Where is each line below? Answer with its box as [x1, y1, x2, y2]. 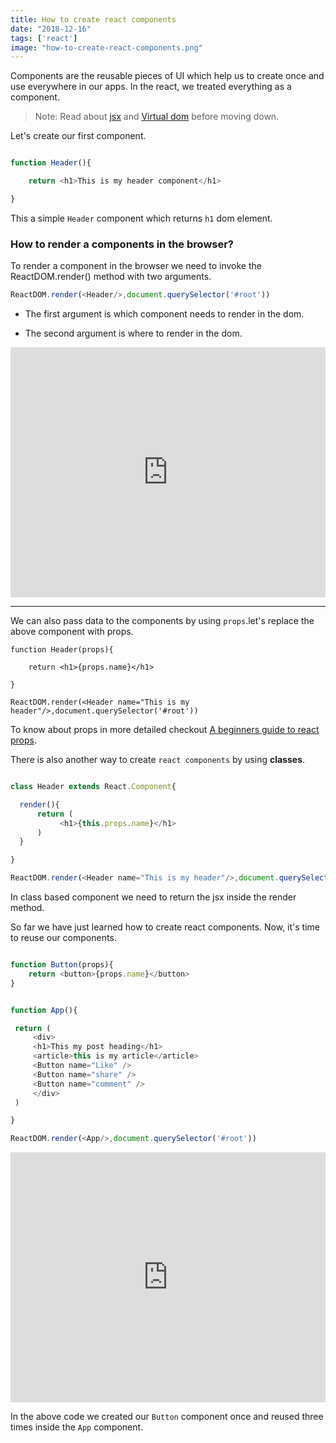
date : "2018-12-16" [10, 24, 92, 34]
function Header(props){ [10, 645, 114, 655]
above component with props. [10, 626, 134, 638]
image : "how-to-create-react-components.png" [10, 42, 203, 53]
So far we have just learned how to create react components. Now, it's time [10, 921, 320, 933]
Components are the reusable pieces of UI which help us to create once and [10, 70, 325, 82]
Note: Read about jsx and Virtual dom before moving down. [34, 111, 280, 123]
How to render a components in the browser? [10, 237, 235, 251]
